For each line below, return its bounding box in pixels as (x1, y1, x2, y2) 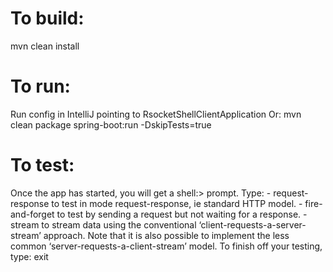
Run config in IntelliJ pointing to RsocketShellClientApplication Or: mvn (10, 108, 302, 120)
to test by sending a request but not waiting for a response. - (56, 208, 308, 220)
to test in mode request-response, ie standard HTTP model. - (51, 197, 303, 209)
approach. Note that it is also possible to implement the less (43, 229, 290, 241)
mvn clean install (10, 40, 80, 52)
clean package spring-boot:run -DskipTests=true (10, 118, 212, 131)
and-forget (10, 208, 55, 220)
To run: (10, 75, 71, 98)
